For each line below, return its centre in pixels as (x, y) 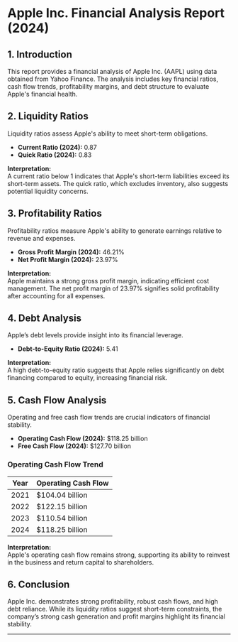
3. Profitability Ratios (55, 213)
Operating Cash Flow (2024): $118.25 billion (83, 439)
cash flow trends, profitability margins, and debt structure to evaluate (108, 86)
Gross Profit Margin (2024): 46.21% (71, 252)
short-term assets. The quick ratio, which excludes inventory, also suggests (118, 183)
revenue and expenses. (41, 238)
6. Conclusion (39, 584)
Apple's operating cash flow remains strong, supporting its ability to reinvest (119, 555)
